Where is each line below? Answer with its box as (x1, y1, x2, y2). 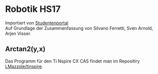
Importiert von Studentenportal (5, 20, 69, 26)
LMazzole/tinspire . (5, 63, 43, 69)
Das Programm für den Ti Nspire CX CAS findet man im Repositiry (5, 58, 140, 64)
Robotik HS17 (5, 3, 61, 15)
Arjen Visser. (5, 30, 31, 36)
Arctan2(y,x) (5, 45, 46, 53)
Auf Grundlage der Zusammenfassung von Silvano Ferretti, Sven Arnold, (5, 25, 153, 31)
